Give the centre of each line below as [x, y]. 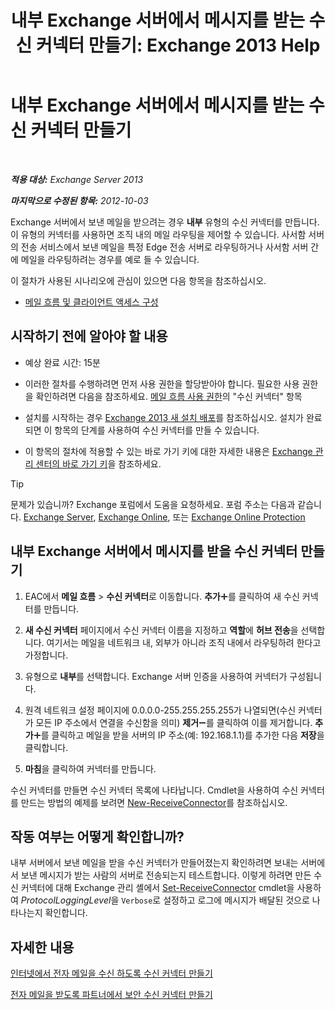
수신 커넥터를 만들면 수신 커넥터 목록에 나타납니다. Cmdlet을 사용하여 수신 [154, 790]
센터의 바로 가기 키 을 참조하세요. [98, 463]
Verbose [137, 901]
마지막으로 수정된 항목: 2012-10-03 [79, 200]
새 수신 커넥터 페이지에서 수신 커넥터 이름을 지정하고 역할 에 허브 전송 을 [161, 630]
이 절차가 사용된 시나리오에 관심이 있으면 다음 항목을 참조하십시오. [138, 280]
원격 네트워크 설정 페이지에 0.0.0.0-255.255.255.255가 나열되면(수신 [160, 710]
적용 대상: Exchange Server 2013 [77, 179]
